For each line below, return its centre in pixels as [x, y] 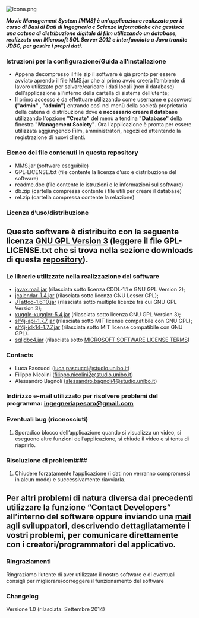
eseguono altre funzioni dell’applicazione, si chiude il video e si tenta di [102, 439]
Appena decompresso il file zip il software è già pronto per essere [95, 74]
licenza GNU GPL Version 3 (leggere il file [84, 241]
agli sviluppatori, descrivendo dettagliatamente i [98, 526]
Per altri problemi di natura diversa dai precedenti [100, 498]
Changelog [22, 596]
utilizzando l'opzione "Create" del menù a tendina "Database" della [98, 118]
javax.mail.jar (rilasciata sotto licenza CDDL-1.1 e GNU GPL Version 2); [100, 289]
